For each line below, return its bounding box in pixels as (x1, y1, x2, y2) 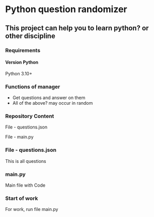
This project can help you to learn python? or (5, 24, 149, 32)
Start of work (5, 195, 38, 202)
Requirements (5, 47, 41, 54)
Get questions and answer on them (12, 95, 86, 101)
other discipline (5, 31, 55, 40)
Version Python (5, 59, 39, 65)
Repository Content (5, 112, 54, 119)
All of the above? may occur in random (12, 100, 93, 106)
